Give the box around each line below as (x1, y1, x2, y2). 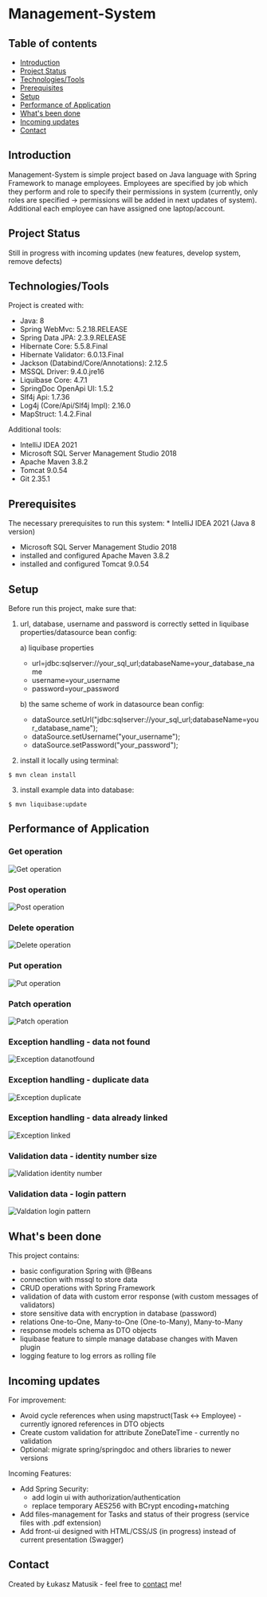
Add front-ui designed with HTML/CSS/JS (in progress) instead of (19, 1527, 237, 1536)
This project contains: (8, 1251, 80, 1260)
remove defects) (8, 256, 62, 266)
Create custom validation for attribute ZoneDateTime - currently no (19, 1428, 240, 1437)
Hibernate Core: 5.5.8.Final (19, 341, 108, 351)
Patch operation (8, 998, 72, 1009)
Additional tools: (8, 424, 62, 435)
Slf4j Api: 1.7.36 (19, 392, 70, 402)
